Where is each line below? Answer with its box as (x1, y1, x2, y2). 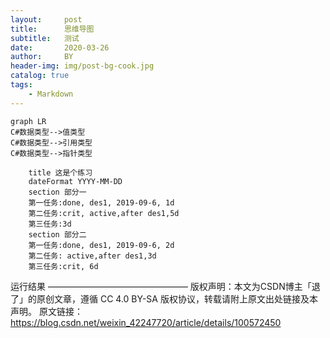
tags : (10, 80, 33, 90)
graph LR (10, 116, 47, 126)
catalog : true (10, 71, 70, 81)
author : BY (10, 52, 74, 62)
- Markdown (28, 89, 74, 99)
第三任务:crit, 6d (28, 261, 99, 271)
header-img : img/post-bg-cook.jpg (10, 61, 155, 71)
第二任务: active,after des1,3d (28, 251, 157, 261)
